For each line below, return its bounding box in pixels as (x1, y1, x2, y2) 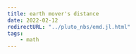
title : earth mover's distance (7, 10, 99, 18)
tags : (7, 29, 23, 37)
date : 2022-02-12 (7, 17, 58, 24)
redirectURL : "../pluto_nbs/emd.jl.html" (7, 23, 131, 30)
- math (20, 36, 39, 43)
